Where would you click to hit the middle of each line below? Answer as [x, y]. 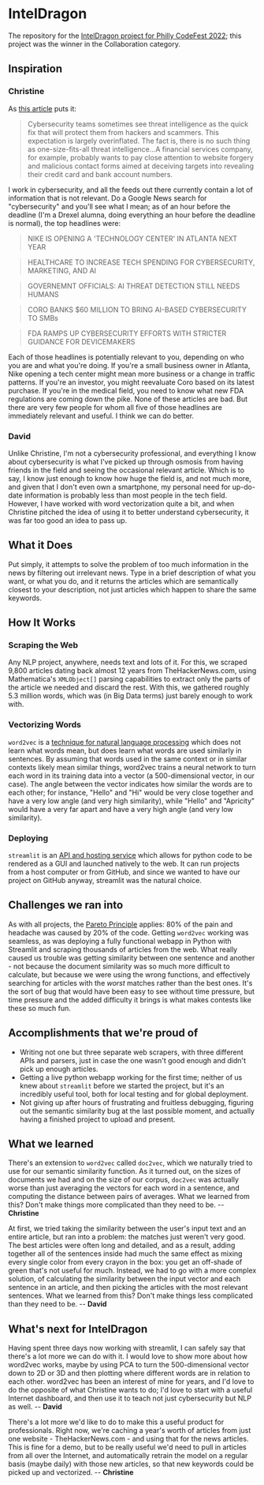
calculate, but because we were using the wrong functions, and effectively [129, 974]
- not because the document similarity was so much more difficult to [119, 966]
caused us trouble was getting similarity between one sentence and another [132, 957]
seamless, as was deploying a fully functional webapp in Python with [120, 941]
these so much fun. [39, 1008]
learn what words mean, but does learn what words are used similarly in [125, 750]
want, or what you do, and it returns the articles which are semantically [123, 581]
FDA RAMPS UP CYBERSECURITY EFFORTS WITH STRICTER [127, 333]
